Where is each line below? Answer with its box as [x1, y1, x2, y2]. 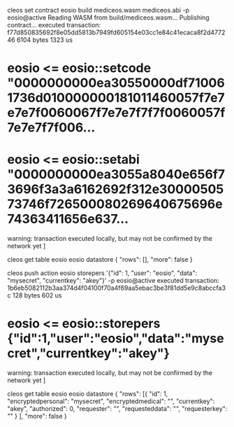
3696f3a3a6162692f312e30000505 [7, 181, 224, 197]
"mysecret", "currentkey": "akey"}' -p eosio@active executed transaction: [7, 276, 220, 285]
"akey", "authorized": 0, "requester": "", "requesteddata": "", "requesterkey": [7, 405, 228, 413]
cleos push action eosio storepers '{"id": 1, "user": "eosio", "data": [7, 269, 198, 277]
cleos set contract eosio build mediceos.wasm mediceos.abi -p [7, 6, 190, 14]
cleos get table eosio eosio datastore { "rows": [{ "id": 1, [7, 390, 168, 398]
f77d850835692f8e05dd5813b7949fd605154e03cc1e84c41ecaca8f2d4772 [7, 28, 226, 36]
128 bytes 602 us [12, 291, 62, 300]
